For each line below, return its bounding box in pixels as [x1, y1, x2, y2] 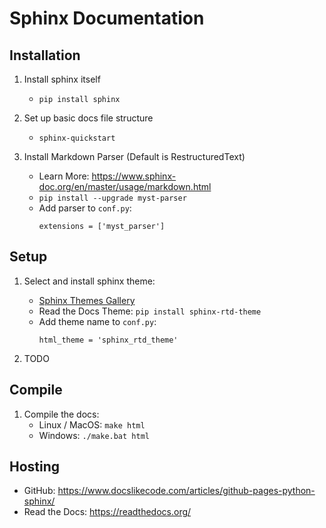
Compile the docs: [23, 408, 100, 420]
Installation [9, 47, 81, 64]
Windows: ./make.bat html [38, 429, 150, 441]
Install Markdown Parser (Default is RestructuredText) [23, 151, 246, 162]
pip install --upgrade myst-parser [38, 193, 187, 203]
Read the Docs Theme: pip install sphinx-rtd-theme [38, 305, 262, 317]
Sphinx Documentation [9, 7, 205, 30]
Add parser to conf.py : [38, 202, 132, 214]
